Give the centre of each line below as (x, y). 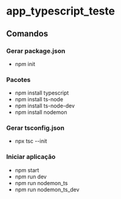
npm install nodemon (41, 112)
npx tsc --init (31, 141)
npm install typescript (42, 93)
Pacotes (19, 79)
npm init (25, 64)
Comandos (27, 34)
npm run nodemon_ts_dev (47, 189)
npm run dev (31, 177)
